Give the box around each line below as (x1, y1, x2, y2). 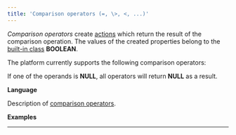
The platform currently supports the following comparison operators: (7, 58, 206, 67)
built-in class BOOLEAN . (7, 44, 79, 53)
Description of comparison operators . (7, 99, 116, 108)
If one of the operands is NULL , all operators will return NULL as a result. (7, 72, 218, 80)
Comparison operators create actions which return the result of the (7, 30, 202, 38)
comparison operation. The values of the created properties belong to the (7, 37, 221, 46)
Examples (7, 112, 37, 121)
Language (7, 85, 37, 94)
